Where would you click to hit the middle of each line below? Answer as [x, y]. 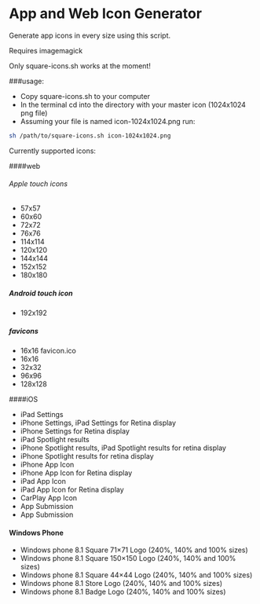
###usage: [26, 81]
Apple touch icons [38, 184]
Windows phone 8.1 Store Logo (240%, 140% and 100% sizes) [121, 584]
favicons [24, 331]
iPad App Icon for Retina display [72, 489]
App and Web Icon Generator [106, 14]
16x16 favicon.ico [48, 350]
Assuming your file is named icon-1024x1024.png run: [108, 121]
